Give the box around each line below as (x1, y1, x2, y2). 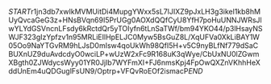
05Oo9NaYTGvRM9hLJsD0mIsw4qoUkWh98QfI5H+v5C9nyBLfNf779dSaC (8, 41, 259, 50)
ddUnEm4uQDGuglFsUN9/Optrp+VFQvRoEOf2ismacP (8, 66, 189, 75)
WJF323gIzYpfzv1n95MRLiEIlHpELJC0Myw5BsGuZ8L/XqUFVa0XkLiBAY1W (8, 32, 261, 42)
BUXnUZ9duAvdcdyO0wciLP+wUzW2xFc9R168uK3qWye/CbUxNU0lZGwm (8, 50, 260, 58)
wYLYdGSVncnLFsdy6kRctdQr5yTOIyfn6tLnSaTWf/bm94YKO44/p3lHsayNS (8, 24, 264, 33)
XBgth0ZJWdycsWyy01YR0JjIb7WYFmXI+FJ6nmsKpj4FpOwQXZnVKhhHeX (8, 58, 261, 67)
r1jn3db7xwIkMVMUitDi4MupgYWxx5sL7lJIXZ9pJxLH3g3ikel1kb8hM (31, 7, 261, 16)
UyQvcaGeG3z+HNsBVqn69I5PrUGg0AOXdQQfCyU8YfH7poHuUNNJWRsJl (8, 15, 262, 25)
